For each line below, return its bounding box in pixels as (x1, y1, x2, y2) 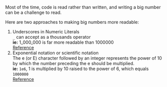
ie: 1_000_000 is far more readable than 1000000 (12, 39, 114, 45)
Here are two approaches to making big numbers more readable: (5, 19, 139, 25)
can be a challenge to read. (5, 9, 62, 15)
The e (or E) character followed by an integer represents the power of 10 (12, 55, 162, 61)
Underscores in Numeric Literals (12, 29, 80, 34)
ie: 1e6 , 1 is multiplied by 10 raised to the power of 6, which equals (12, 66, 149, 72)
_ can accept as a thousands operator (12, 34, 91, 40)
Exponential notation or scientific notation (12, 50, 99, 56)
